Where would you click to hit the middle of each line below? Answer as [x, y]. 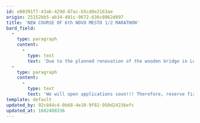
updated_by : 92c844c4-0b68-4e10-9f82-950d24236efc [70, 105]
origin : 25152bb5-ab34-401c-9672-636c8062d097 [65, 17]
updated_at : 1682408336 [36, 111]
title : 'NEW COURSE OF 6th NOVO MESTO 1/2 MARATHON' [73, 22]
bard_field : [21, 28]
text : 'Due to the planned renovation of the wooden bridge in [107, 61]
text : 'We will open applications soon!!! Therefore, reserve [106, 94]
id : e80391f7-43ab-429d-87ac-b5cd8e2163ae [60, 12]
